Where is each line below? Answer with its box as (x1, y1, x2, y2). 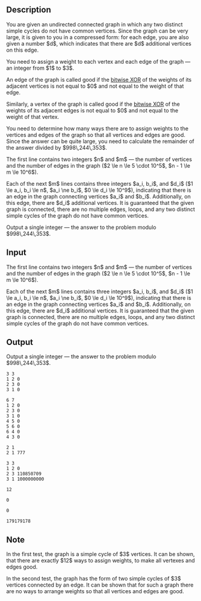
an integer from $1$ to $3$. (6, 64, 75, 72)
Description (6, 5, 51, 15)
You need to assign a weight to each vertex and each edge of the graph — (6, 58, 191, 65)
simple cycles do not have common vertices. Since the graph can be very (6, 27, 188, 34)
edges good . (6, 563, 38, 570)
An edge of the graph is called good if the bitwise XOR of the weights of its (6, 76, 192, 83)
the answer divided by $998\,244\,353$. (6, 144, 107, 151)
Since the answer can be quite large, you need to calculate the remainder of (6, 138, 194, 145)
